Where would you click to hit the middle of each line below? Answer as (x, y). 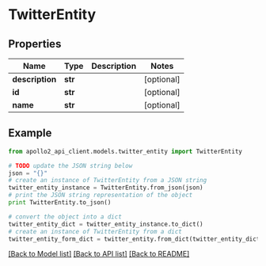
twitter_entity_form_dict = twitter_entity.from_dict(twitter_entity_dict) (136, 239)
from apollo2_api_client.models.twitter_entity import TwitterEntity (125, 151)
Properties (35, 44)
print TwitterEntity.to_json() (60, 203)
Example (30, 133)
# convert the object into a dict (65, 217)
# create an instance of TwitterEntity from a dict (95, 231)
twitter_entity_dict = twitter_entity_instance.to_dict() (106, 224)
